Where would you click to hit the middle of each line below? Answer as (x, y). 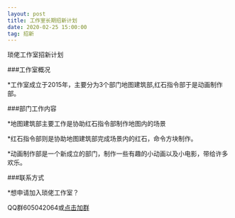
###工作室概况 (29, 70)
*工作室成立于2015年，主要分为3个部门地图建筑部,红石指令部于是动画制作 (115, 85)
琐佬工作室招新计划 (35, 54)
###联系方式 (26, 178)
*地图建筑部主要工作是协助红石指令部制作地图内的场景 (87, 124)
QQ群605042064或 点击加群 (49, 208)
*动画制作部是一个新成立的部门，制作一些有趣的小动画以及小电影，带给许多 (118, 154)
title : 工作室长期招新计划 (43, 21)
